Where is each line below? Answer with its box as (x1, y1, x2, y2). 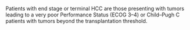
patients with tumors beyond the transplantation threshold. (5, 18, 148, 24)
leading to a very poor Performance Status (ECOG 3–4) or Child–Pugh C (5, 11, 180, 18)
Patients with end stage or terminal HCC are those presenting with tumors (5, 5, 185, 12)
